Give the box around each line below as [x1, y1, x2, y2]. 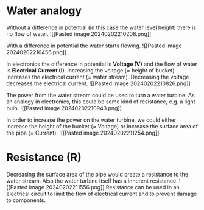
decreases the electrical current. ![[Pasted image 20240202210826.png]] [6, 80, 191, 87]
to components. [6, 196, 46, 204]
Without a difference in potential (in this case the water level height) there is [6, 24, 197, 31]
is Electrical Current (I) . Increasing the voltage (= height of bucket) [6, 66, 175, 74]
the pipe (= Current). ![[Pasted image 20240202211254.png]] [6, 129, 160, 136]
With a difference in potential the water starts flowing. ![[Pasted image [6, 42, 182, 49]
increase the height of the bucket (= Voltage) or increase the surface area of [6, 122, 198, 130]
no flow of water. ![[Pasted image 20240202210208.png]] [6, 30, 152, 37]
